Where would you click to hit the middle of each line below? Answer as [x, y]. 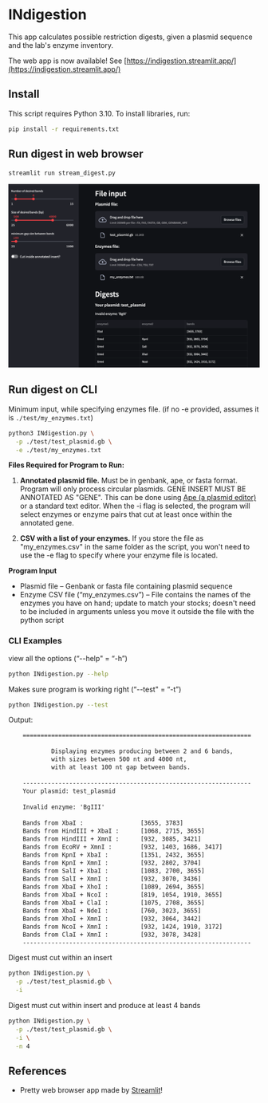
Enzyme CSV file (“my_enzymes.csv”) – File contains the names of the [135, 595]
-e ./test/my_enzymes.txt [59, 450]
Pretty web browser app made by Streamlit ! [91, 1090]
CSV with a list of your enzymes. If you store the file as [112, 538]
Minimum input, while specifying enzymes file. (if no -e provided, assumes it [134, 409]
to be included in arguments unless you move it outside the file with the [137, 612]
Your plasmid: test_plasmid [69, 791]
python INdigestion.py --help [59, 674]
